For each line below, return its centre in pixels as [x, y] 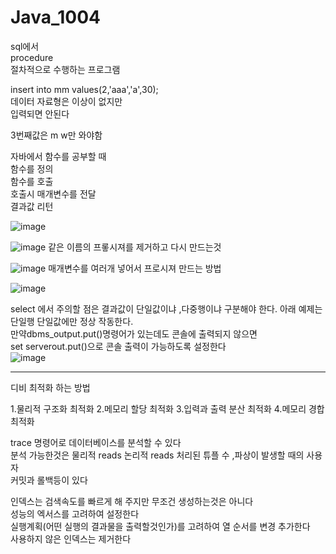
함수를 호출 [32, 181]
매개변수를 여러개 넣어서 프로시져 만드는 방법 [135, 268]
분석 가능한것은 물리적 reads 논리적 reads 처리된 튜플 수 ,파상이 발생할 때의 [157, 455]
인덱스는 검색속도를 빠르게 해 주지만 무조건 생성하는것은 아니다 [132, 501]
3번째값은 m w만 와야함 [56, 135]
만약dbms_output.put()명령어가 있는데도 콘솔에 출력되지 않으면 [134, 333]
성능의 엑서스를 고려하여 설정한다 [75, 513]
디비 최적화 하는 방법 [50, 387]
